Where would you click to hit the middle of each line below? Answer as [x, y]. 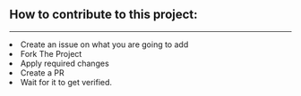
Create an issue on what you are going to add [105, 44]
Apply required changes [65, 63]
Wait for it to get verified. [67, 82]
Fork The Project [52, 53]
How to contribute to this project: [104, 15]
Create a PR [43, 72]
